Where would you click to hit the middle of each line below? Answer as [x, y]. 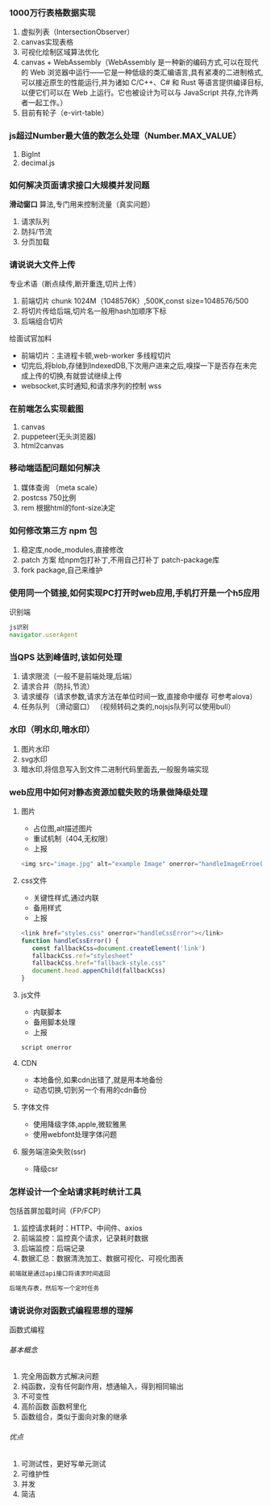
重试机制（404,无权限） [73, 838]
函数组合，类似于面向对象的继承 [74, 1417]
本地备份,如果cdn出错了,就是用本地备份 [98, 1080]
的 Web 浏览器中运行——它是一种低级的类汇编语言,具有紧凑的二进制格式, [142, 72]
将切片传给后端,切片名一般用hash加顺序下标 [94, 311]
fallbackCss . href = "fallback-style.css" [99, 963]
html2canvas [42, 446]
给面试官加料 [30, 338]
